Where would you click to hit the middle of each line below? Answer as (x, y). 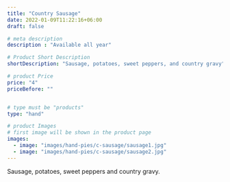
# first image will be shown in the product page (79, 133)
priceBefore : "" (30, 89)
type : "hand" (26, 114)
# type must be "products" (46, 107)
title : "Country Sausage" (44, 13)
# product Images (32, 126)
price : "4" (23, 82)
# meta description (35, 38)
